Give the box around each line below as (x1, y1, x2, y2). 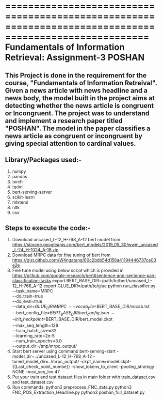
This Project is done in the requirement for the (5, 71, 147, 79)
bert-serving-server (12, 189, 52, 195)
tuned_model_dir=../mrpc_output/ (12, 358, 79, 364)
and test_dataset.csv (12, 379, 54, 385)
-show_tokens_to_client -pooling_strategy (71, 364, 154, 369)
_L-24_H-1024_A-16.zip (12, 247, 59, 253)
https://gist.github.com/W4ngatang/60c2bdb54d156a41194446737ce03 (12, 257, 157, 263)
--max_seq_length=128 (12, 323, 59, 328)
